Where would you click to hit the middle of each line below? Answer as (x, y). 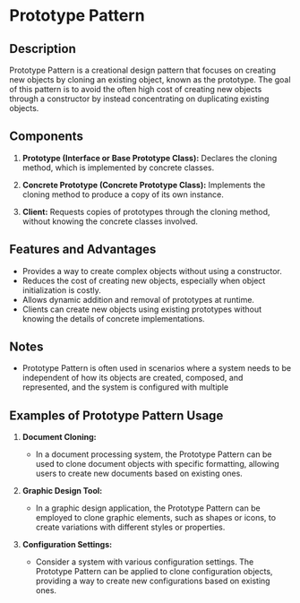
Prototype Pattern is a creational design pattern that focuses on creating (142, 70)
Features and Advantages (83, 250)
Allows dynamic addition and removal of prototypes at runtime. (138, 299)
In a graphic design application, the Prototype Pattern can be (148, 508)
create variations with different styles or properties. (130, 527)
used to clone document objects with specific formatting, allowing (157, 464)
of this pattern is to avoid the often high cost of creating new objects (136, 89)
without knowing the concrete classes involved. (110, 221)
